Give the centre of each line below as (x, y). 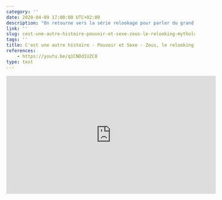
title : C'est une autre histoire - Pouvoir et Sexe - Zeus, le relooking (100, 46)
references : (21, 51)
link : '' (17, 28)
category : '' (22, 12)
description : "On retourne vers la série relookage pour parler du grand (100, 23)
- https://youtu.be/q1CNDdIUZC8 (57, 56)
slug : (13, 34)
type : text (20, 62)
